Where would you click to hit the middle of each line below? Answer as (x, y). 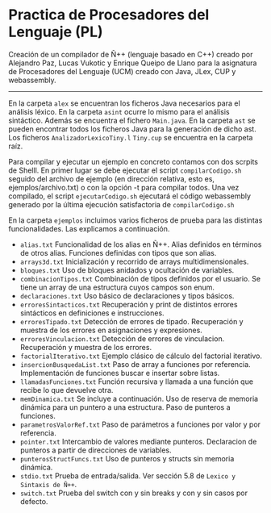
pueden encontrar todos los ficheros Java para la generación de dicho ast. (132, 129)
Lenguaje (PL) (56, 32)
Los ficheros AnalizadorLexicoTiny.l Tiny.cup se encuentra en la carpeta (131, 137)
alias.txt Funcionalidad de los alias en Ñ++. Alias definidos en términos (141, 244)
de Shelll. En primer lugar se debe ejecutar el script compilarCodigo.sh (125, 170)
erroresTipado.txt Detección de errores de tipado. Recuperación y (131, 321)
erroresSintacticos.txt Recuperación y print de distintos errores (129, 304)
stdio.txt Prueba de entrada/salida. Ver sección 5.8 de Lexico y (128, 475)
